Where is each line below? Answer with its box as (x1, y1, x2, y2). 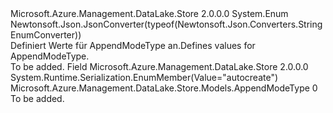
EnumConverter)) (10, 29, 82, 41)
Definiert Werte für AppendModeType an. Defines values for (10, 40, 256, 51)
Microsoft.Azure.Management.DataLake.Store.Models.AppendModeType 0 (10, 82, 318, 94)
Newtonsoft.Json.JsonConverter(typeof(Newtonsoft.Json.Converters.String (10, 18, 323, 30)
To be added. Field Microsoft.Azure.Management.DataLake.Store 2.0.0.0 (10, 61, 309, 72)
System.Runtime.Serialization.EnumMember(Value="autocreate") (10, 72, 279, 83)
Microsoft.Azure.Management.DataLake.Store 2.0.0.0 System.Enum (10, 8, 289, 19)
